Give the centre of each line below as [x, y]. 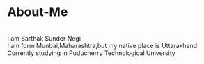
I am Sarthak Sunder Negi [44, 38]
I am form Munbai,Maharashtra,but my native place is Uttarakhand [102, 45]
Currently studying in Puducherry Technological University [91, 53]
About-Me [38, 12]
